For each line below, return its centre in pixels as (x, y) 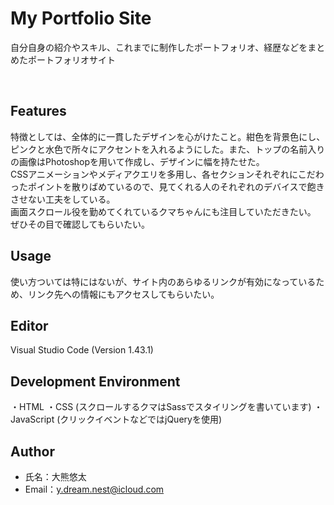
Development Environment (95, 381)
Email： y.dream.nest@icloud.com (94, 489)
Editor (29, 325)
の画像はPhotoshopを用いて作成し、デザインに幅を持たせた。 (137, 161)
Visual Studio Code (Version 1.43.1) (82, 350)
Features (38, 111)
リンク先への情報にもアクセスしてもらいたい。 (123, 294)
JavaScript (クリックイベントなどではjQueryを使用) (116, 419)
